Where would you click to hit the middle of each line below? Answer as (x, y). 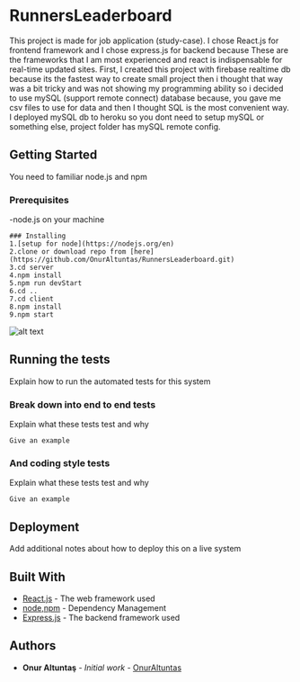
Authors (33, 646)
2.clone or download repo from (68, 252)
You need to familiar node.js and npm (79, 176)
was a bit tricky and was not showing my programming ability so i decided (146, 88)
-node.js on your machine (57, 220)
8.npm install (36, 307)
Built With (37, 577)
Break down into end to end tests (83, 404)
